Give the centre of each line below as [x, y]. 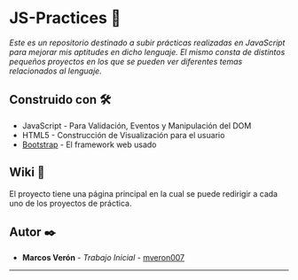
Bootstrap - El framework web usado [89, 144]
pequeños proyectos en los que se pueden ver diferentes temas [126, 61]
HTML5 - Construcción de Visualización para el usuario [123, 135]
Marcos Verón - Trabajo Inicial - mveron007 [103, 258]
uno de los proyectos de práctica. [71, 203]
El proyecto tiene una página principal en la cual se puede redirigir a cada [143, 193]
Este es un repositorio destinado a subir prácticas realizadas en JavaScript [147, 43]
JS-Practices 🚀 [65, 18]
